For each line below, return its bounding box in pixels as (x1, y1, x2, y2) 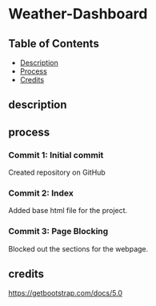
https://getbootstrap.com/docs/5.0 (8, 288, 122, 298)
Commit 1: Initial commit (8, 149, 104, 160)
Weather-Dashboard (8, 5, 148, 23)
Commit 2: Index (8, 187, 74, 199)
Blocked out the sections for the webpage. (8, 244, 149, 253)
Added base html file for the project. (8, 206, 128, 215)
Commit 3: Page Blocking (8, 226, 109, 237)
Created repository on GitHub (8, 167, 106, 177)
